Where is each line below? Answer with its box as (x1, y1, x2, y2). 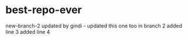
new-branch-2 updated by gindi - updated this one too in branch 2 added (5, 22, 182, 29)
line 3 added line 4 (5, 28, 50, 35)
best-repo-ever (5, 3, 82, 17)
